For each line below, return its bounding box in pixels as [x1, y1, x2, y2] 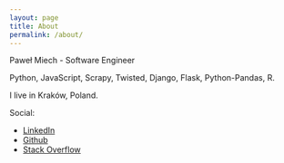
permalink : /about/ [9, 30, 84, 39]
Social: [9, 108, 35, 119]
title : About [9, 22, 59, 31]
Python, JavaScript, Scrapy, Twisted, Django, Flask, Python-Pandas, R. [9, 72, 275, 83]
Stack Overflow [22, 144, 82, 155]
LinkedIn [22, 125, 56, 136]
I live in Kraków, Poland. [9, 90, 98, 101]
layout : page [9, 13, 59, 23]
